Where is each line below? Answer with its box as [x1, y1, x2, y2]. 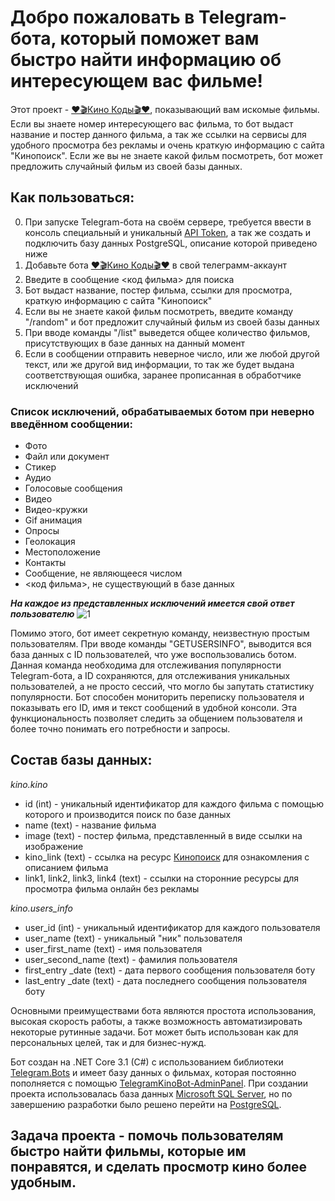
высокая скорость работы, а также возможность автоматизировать [10, 1015, 303, 1027]
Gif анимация [24, 514, 83, 526]
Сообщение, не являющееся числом [24, 567, 183, 580]
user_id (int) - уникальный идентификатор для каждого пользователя [24, 921, 321, 933]
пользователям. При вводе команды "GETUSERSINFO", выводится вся [10, 638, 312, 650]
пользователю [10, 608, 75, 620]
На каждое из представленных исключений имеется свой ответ [10, 597, 295, 610]
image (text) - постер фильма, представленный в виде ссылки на [24, 829, 303, 841]
